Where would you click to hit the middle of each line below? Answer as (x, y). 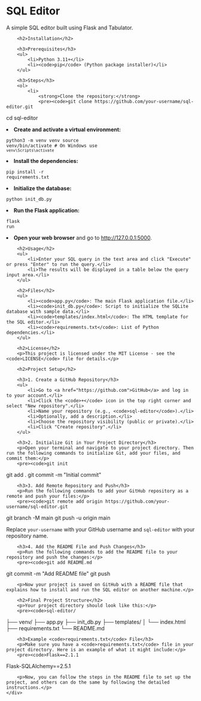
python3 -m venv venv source (42, 140)
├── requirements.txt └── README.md (55, 628)
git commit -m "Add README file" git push (58, 573)
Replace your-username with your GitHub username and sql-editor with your (100, 529)
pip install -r (25, 172)
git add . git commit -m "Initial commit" (54, 475)
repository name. (27, 536)
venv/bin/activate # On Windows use (52, 146)
